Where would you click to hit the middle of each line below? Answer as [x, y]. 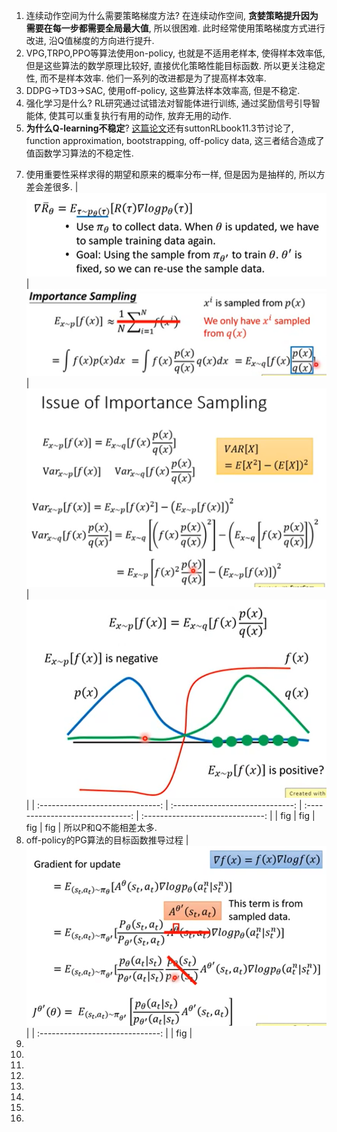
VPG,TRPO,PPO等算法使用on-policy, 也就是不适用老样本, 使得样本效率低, [175, 53]
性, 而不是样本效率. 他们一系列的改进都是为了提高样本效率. [146, 78]
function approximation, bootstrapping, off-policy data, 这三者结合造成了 [175, 140]
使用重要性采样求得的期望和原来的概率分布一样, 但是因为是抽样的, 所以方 [175, 174]
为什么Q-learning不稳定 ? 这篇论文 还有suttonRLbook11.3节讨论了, [159, 128]
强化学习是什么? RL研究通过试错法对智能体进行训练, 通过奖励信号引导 [168, 103]
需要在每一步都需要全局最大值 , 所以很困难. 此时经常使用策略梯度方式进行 [175, 28]
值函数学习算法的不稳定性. [79, 153]
